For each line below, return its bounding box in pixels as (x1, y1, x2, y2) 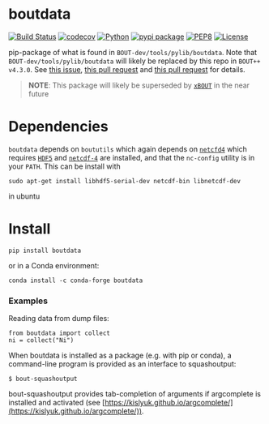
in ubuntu (8, 191, 41, 201)
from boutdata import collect (8, 329, 111, 337)
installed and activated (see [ (8, 398, 105, 408)
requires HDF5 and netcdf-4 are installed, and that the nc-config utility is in (8, 152, 255, 162)
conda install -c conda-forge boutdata (8, 276, 143, 285)
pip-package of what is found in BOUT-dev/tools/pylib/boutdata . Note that (8, 47, 258, 57)
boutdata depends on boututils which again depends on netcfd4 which (8, 143, 247, 154)
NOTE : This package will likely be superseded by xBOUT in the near (28, 80, 250, 90)
